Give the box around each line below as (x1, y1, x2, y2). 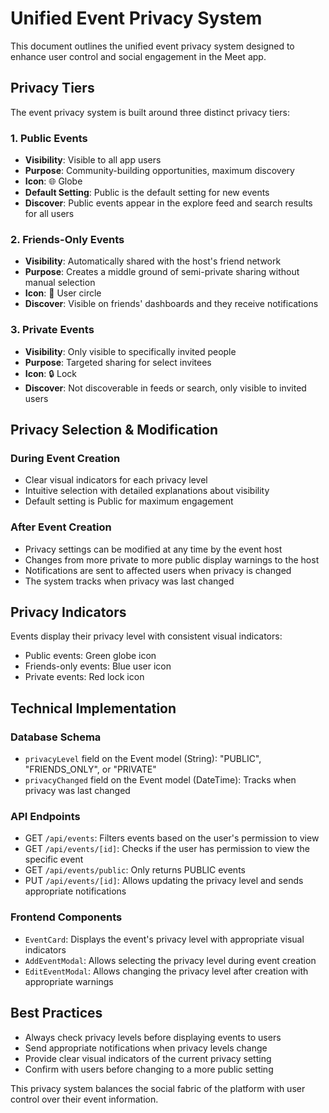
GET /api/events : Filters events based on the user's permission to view (24, 832, 320, 844)
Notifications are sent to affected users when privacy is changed (24, 564, 292, 576)
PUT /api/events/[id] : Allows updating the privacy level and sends (24, 875, 304, 887)
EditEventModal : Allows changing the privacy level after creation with (24, 965, 309, 977)
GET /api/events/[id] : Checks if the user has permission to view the (24, 843, 310, 855)
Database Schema (10, 730, 102, 744)
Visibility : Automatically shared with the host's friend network (24, 255, 282, 267)
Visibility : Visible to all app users (24, 154, 162, 166)
